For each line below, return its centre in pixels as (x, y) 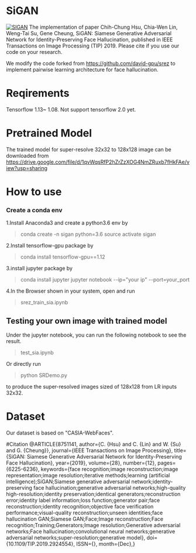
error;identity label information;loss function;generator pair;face (83, 500)
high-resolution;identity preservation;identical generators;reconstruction (93, 494)
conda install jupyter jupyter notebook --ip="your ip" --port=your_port (105, 280)
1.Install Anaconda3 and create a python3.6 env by (67, 223)
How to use (34, 192)
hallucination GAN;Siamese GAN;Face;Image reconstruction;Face (85, 519)
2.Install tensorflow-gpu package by (50, 246)
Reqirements (38, 94)
